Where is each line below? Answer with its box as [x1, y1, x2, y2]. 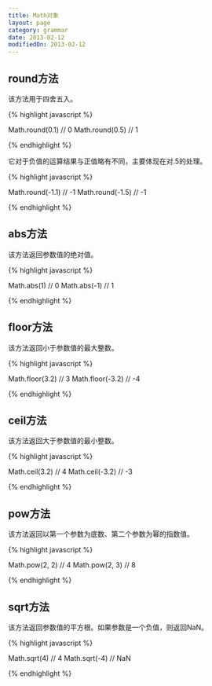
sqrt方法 [8, 600, 49, 614]
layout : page [8, 19, 51, 27]
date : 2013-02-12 [8, 33, 65, 42]
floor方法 [8, 321, 53, 334]
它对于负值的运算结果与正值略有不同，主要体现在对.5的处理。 [8, 156, 207, 166]
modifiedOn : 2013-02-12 [8, 41, 86, 49]
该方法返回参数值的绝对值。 [8, 249, 98, 259]
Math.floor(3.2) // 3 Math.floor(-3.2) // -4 [8, 374, 141, 383]
